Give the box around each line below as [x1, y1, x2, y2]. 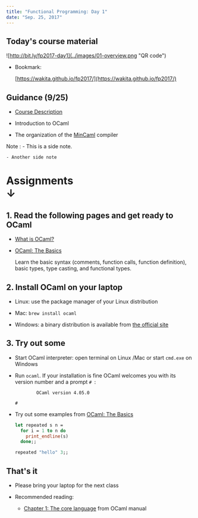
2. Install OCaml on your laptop [6, 282, 123, 292]
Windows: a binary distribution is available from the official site [14, 321, 169, 328]
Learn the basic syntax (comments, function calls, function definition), [14, 258, 187, 266]
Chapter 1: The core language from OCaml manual [23, 504, 147, 512]
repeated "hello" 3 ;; [14, 450, 69, 455]
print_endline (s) [26, 433, 68, 439]
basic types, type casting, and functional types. [14, 265, 132, 272]
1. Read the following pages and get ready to [6, 210, 174, 220]
